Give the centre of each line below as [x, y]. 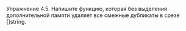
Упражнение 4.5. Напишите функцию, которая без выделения [87, 9]
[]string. [16, 22]
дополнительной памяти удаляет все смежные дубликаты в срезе [93, 15]
